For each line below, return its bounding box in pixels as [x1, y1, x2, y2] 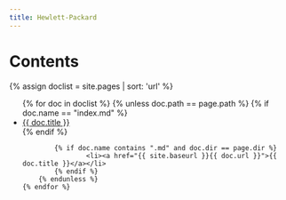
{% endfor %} [21, 182, 71, 191]
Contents [9, 51, 80, 71]
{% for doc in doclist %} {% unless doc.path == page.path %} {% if [21, 98, 269, 108]
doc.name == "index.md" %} [21, 108, 129, 118]
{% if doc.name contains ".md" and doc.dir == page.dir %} [54, 143, 277, 152]
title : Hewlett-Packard [9, 12, 98, 22]
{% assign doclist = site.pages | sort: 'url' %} [9, 81, 174, 92]
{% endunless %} [38, 174, 99, 183]
